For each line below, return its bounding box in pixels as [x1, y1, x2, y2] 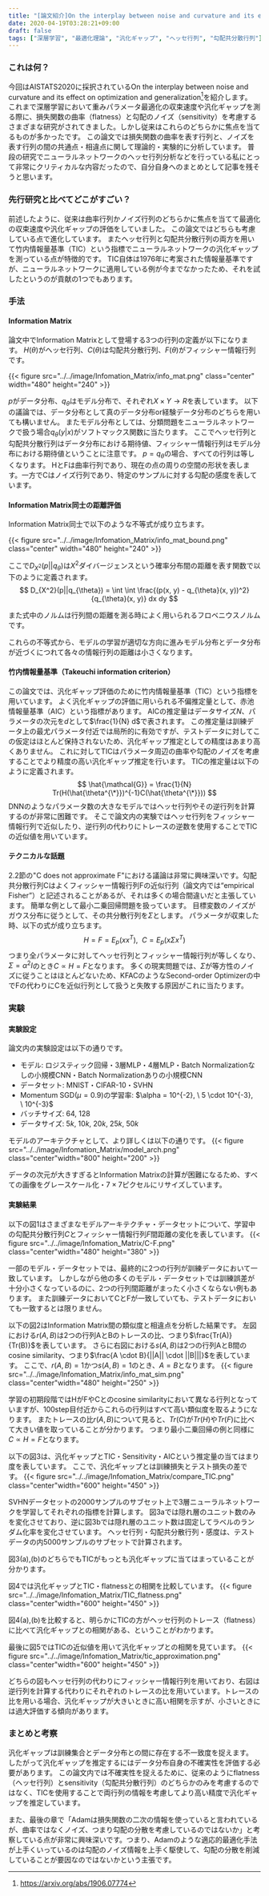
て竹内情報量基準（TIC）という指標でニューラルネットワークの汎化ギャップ [8, 243, 259, 253]
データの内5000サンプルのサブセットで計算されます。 [8, 1536, 187, 1546]
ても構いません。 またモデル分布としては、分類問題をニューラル [8, 417, 220, 427]
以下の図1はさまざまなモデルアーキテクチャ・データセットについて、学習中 [8, 1219, 256, 1229]
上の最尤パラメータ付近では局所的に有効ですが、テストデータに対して [22, 726, 254, 736]
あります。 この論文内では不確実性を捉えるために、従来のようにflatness [22, 1767, 260, 1777]
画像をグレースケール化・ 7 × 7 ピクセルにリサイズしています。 [22, 1180, 227, 1190]
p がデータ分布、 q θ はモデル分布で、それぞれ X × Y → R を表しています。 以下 [8, 396, 259, 408]
